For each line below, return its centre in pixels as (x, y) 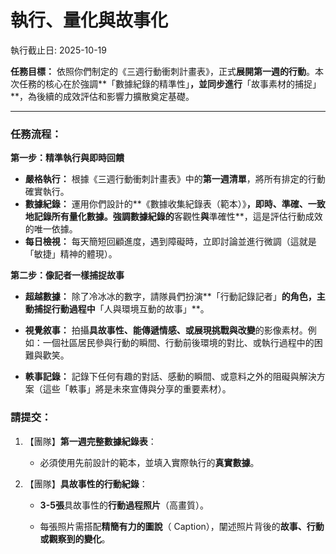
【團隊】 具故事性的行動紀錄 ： (86, 483)
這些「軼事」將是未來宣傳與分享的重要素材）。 (137, 389)
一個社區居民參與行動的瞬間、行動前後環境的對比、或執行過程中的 (178, 343)
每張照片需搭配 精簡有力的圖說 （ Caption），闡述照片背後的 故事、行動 (182, 526)
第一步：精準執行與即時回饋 (67, 158)
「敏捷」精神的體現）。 (71, 254)
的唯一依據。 (51, 229)
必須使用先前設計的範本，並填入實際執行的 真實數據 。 (149, 462)
